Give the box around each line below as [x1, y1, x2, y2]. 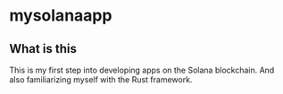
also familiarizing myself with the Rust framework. [9, 74, 193, 85]
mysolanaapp [9, 5, 112, 26]
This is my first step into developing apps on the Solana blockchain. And [9, 64, 275, 75]
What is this [9, 41, 78, 56]
